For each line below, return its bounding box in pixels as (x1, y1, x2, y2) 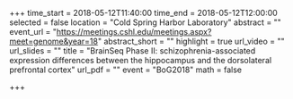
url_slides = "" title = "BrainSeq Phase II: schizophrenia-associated (9, 45, 256, 56)
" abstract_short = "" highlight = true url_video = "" (97, 36, 285, 46)
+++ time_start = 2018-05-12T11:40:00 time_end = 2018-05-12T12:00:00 (9, 8, 279, 18)
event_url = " (9, 27, 57, 37)
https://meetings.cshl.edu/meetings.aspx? (56, 27, 212, 37)
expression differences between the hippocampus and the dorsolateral (9, 55, 272, 65)
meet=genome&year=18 (9, 36, 99, 46)
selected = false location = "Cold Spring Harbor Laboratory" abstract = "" (9, 17, 281, 28)
